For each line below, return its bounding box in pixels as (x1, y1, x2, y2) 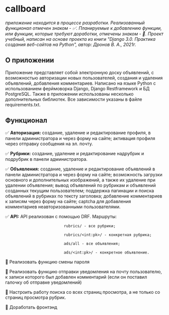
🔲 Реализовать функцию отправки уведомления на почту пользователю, (5, 268, 162, 275)
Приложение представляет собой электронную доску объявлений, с (5, 69, 154, 76)
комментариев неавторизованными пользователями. (5, 204, 121, 210)
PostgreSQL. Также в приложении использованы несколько (5, 91, 134, 97)
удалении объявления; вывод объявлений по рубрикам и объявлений (5, 182, 156, 188)
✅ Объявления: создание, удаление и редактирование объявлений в (5, 166, 155, 172)
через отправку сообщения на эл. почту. (5, 141, 93, 147)
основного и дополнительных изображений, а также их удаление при (5, 177, 156, 183)
